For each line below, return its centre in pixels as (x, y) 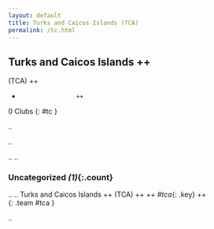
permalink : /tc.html (42, 30)
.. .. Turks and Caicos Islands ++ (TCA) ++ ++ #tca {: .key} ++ (107, 194)
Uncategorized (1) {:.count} (61, 178)
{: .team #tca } (31, 203)
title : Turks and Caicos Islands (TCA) (74, 23)
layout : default (35, 15)
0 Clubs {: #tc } (33, 112)
